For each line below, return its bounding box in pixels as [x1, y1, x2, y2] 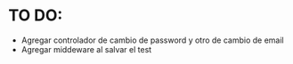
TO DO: [8, 5, 63, 26]
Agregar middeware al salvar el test [20, 44, 152, 54]
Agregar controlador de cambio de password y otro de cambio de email [20, 35, 284, 45]
